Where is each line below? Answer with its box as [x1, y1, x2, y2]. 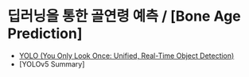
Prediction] [7, 25, 83, 43]
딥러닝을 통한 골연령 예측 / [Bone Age [7, 7, 242, 25]
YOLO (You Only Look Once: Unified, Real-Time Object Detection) [18, 51, 235, 60]
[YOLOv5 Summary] [18, 59, 85, 68]
